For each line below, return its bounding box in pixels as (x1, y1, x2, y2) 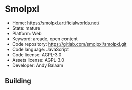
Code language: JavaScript (12, 46, 69, 52)
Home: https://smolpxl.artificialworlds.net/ (12, 20, 100, 26)
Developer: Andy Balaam (12, 62, 64, 68)
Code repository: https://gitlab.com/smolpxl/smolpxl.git (12, 41, 127, 47)
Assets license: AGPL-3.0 (12, 57, 65, 63)
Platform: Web (12, 30, 42, 36)
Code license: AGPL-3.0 (12, 51, 62, 58)
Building (5, 77, 31, 85)
